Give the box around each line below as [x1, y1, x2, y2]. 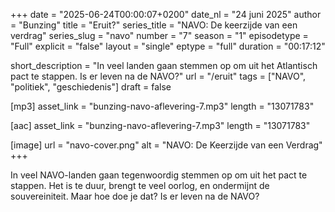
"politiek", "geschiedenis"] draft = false [10, 81, 172, 93]
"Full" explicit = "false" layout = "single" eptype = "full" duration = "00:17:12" [10, 40, 326, 52]
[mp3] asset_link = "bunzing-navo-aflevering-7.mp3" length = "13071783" [10, 100, 315, 112]
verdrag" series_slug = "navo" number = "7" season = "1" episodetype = [10, 30, 309, 41]
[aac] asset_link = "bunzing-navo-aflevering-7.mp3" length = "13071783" [10, 120, 311, 131]
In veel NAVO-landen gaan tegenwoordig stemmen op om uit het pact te [10, 169, 308, 181]
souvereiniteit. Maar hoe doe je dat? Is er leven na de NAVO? [10, 190, 260, 202]
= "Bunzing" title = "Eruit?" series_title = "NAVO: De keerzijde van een [10, 19, 298, 31]
